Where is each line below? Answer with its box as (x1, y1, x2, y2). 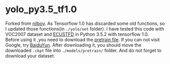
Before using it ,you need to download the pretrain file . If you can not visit (5, 37, 160, 43)
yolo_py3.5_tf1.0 (5, 4, 77, 15)
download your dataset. (5, 52, 55, 59)
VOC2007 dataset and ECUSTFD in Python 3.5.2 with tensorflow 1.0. (5, 31, 149, 37)
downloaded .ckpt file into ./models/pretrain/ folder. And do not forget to (5, 47, 162, 53)
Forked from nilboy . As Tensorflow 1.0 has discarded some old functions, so (5, 20, 165, 26)
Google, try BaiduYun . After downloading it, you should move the (5, 42, 141, 48)
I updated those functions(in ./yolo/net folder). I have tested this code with (5, 25, 164, 31)
